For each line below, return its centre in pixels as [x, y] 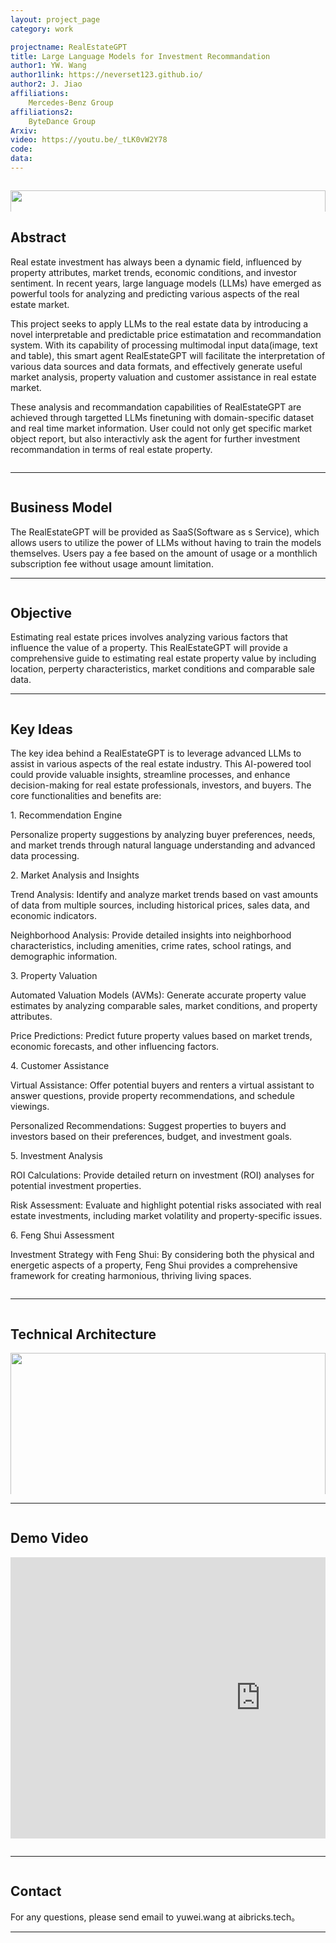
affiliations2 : [42, 112]
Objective [41, 612]
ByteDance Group [62, 121]
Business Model [61, 507]
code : [21, 149]
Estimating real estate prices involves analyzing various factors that [149, 637]
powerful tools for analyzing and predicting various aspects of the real [155, 293]
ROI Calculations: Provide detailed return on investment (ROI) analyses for [162, 1175]
